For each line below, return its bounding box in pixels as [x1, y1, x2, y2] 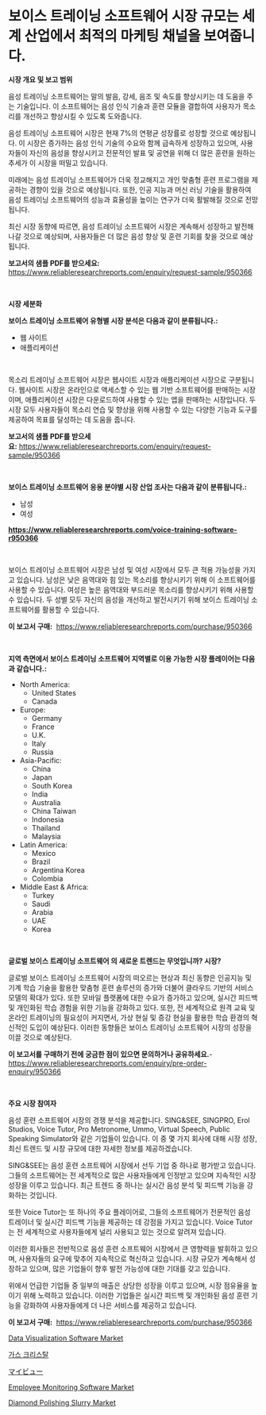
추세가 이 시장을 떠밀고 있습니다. [8, 158, 109, 168]
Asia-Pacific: [19, 755, 62, 765]
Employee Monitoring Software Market [8, 1382, 135, 1392]
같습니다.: [16, 664, 48, 673]
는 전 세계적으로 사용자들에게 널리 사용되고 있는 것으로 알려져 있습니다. [8, 1227, 226, 1236]
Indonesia [31, 815, 64, 824]
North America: [19, 680, 70, 689]
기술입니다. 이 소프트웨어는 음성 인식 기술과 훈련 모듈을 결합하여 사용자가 [16, 101, 241, 111]
